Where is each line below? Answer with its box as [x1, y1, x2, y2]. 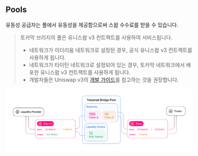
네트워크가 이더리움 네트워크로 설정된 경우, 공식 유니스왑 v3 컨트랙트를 [29, 46, 193, 53]
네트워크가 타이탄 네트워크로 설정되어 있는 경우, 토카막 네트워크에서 [29, 61, 185, 68]
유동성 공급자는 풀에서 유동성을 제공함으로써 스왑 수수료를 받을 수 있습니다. [5, 21, 179, 28]
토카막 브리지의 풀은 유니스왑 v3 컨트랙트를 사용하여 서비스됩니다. [20, 34, 173, 41]
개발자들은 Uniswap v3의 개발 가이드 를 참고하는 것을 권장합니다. [29, 76, 179, 83]
